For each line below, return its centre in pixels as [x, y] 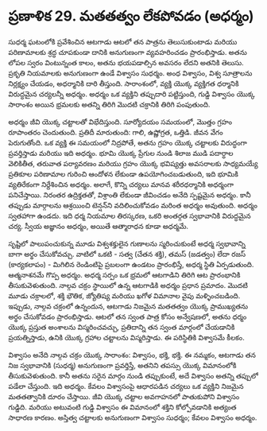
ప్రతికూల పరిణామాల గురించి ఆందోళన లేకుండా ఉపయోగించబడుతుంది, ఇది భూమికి [123, 173]
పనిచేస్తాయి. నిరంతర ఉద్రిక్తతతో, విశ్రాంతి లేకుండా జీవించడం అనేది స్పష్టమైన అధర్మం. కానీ [130, 195]
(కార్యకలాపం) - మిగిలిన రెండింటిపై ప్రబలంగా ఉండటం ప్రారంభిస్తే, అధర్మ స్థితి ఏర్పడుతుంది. [131, 264]
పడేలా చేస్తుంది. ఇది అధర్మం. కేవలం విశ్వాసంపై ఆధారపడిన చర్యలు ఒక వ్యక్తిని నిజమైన [126, 386]
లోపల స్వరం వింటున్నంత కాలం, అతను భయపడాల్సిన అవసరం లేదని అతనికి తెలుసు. [126, 62]
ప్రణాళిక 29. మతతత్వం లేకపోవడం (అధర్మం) [131, 16]
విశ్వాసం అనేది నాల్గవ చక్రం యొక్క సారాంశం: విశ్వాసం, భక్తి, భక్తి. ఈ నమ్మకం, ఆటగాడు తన [132, 355]
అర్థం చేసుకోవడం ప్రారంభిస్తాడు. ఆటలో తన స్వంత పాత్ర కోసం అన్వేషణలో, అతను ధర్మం [128, 316]
